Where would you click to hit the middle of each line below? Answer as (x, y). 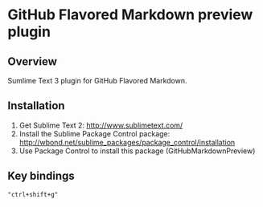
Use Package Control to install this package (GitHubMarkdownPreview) (137, 151)
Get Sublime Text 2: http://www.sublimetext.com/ (101, 125)
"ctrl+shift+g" (33, 194)
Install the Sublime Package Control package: (95, 133)
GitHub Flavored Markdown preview (130, 15)
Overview (33, 61)
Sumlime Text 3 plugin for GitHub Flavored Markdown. (97, 81)
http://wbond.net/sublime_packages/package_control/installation (127, 142)
